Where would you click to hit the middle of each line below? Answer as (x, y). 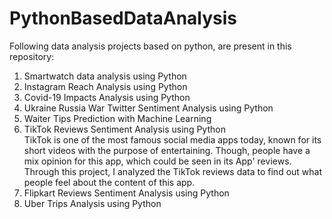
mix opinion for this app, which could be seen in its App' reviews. (157, 161)
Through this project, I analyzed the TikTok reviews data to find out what (173, 171)
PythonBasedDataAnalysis (123, 18)
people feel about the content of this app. (109, 182)
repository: (32, 56)
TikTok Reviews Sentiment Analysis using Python (124, 129)
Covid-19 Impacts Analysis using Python (107, 97)
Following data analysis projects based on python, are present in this (150, 46)
